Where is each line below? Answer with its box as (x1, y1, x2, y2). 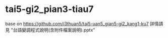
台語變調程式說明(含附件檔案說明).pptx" (13, 26, 95, 33)
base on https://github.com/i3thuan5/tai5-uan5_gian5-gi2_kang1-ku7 (5, 20, 149, 26)
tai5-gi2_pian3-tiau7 (5, 3, 94, 15)
